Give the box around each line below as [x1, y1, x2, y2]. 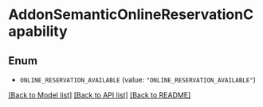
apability [8, 22, 68, 40]
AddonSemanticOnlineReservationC [8, 6, 253, 24]
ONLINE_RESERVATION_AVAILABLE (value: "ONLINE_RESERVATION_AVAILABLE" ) [19, 75, 257, 84]
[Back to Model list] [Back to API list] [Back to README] [8, 90, 191, 100]
